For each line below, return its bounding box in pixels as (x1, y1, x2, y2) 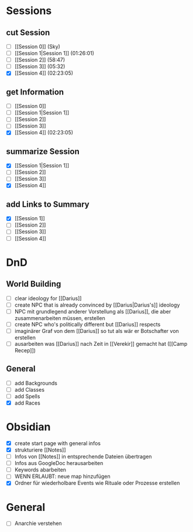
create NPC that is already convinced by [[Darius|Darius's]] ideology (14, 301, 180, 308)
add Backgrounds (14, 379, 57, 386)
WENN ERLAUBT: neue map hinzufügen (14, 473, 111, 480)
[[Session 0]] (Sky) (14, 43, 60, 50)
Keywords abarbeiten (14, 466, 66, 473)
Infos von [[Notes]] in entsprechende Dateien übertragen (14, 453, 152, 460)
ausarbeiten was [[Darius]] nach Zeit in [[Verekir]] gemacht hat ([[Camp (14, 340, 188, 347)
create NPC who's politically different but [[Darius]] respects (14, 321, 161, 328)
